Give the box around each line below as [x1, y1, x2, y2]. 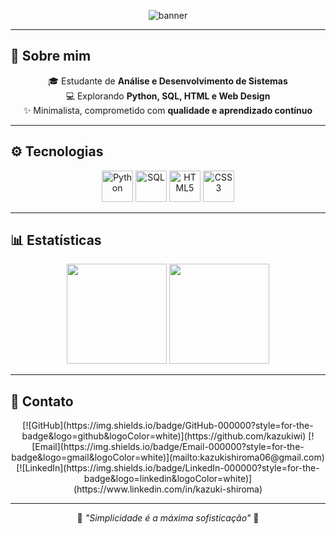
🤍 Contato [10, 393, 74, 410]
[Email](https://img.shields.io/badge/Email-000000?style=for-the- [31, 441, 305, 453]
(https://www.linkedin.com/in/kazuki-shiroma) [73, 483, 263, 495]
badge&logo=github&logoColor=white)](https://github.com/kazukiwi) [21, 430, 307, 442]
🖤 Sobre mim [10, 48, 92, 65]
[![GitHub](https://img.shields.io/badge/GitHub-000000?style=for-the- [22, 420, 314, 432]
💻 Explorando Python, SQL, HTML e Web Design [65, 90, 271, 102]
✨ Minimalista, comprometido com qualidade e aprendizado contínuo [23, 104, 313, 116]
